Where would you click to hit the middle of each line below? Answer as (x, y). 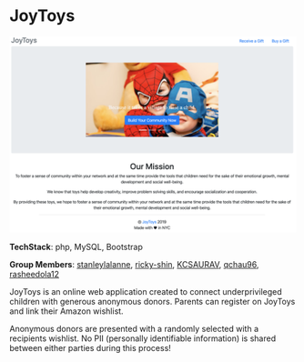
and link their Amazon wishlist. (67, 311)
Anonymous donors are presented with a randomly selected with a (134, 329)
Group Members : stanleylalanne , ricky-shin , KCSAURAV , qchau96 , (134, 265)
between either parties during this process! (90, 348)
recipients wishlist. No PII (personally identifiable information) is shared (142, 338)
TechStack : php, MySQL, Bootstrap (76, 247)
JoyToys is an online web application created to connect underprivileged (146, 292)
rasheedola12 (35, 275)
